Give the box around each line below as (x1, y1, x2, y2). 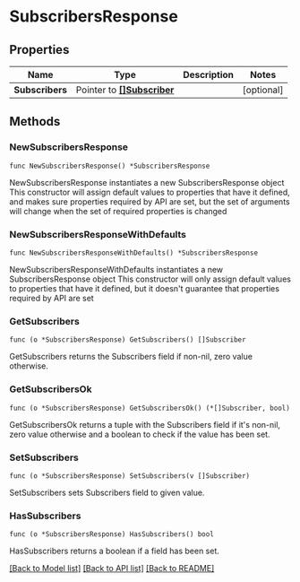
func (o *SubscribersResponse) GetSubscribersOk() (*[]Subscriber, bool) (9, 404, 291, 413)
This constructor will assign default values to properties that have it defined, (9, 187, 291, 197)
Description (183, 69, 235, 81)
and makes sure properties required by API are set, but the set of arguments (9, 195, 290, 207)
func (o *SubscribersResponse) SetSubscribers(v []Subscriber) (9, 471, 251, 481)
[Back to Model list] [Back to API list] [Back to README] (9, 563, 215, 574)
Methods (9, 114, 61, 129)
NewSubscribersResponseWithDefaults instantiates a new (9, 264, 224, 274)
